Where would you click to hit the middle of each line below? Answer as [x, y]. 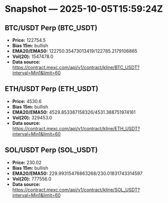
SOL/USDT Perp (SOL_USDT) [51, 150]
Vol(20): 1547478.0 [33, 56]
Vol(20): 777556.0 [32, 179]
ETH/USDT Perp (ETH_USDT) [51, 89]
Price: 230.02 [27, 163]
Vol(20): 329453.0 [32, 117]
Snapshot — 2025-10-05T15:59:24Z [84, 9]
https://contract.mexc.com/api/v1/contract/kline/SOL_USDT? [76, 190]
